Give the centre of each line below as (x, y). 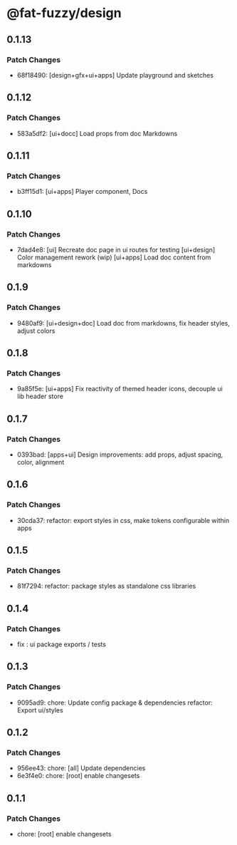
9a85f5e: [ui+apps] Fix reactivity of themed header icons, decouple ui (120, 389)
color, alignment (41, 462)
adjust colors (36, 331)
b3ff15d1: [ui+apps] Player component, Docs (82, 192)
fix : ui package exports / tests (61, 644)
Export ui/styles (40, 710)
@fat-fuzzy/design (64, 13)
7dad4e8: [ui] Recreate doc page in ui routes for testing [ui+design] (116, 249)
